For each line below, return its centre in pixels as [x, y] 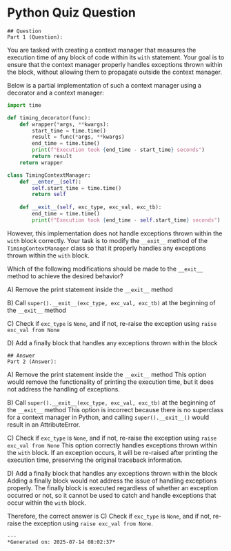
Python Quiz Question [71, 13]
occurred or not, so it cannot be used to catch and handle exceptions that [112, 495]
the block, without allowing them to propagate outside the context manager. [115, 72]
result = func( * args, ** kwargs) [79, 137]
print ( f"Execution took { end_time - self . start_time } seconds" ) [126, 220]
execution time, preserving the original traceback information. [95, 460]
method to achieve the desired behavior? [66, 276]
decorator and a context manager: [56, 93]
